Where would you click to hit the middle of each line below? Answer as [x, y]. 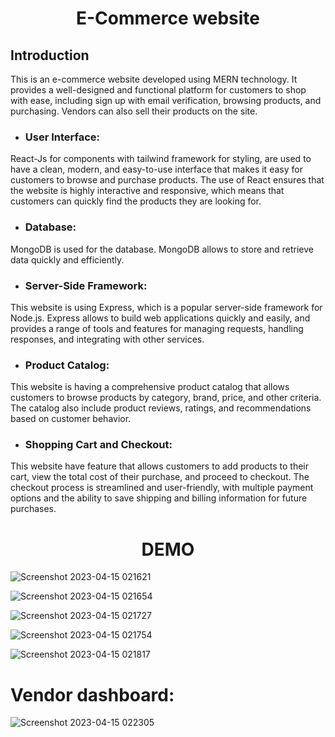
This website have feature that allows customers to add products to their [159, 466]
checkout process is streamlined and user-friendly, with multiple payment [162, 488]
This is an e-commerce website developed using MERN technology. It [154, 79]
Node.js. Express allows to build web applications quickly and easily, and [160, 318]
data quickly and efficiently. [67, 259]
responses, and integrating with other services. [107, 339]
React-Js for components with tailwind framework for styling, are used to [161, 159]
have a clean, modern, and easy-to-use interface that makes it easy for [156, 169]
